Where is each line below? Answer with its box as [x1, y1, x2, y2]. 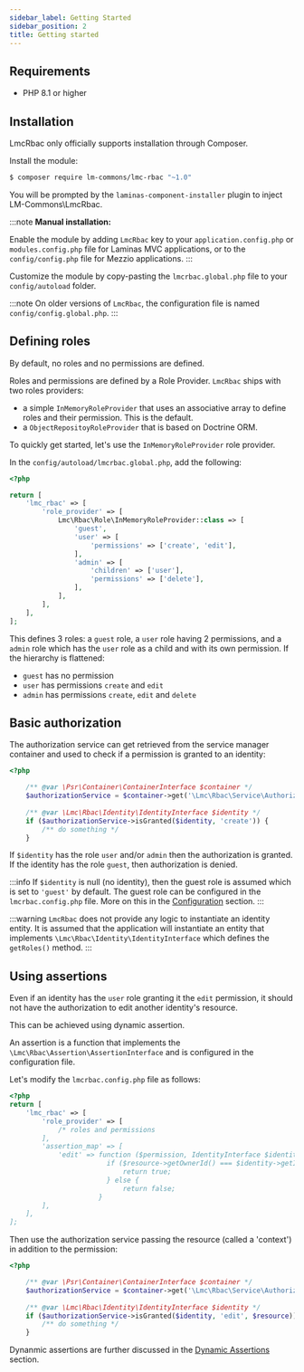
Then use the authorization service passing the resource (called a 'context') [9, 1234, 292, 1245]
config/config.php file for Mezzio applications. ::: [9, 252, 193, 263]
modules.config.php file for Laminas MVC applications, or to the [9, 243, 246, 254]
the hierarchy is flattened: [9, 653, 106, 663]
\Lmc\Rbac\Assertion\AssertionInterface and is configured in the [9, 1047, 254, 1058]
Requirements [9, 63, 90, 79]
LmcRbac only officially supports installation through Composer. [9, 138, 249, 148]
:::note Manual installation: [9, 216, 111, 227]
